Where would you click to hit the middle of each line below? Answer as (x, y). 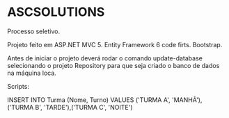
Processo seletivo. (34, 31)
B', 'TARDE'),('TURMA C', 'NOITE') (84, 107)
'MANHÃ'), (187, 100)
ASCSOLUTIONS (56, 12)
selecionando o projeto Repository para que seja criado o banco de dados (113, 65)
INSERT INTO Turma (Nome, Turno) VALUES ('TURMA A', (89, 100)
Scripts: (18, 86)
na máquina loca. (32, 73)
